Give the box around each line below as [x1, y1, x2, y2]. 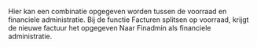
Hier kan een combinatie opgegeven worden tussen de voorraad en [8, 7, 227, 16]
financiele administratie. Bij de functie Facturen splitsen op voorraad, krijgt [8, 15, 249, 24]
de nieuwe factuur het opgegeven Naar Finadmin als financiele [8, 23, 211, 32]
